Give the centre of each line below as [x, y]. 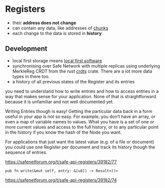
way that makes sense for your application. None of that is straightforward [81, 96]
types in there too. [31, 76]
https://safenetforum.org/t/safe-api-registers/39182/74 [61, 180]
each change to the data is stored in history [57, 33]
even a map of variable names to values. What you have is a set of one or [80, 121]
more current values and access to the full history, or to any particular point [82, 127]
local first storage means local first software [57, 61]
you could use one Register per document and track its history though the [80, 147]
